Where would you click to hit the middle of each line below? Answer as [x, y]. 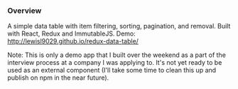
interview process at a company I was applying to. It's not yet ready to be [115, 63]
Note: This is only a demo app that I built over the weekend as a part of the [117, 55]
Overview [25, 11]
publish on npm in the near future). [58, 78]
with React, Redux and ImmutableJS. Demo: [72, 33]
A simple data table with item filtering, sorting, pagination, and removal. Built [119, 26]
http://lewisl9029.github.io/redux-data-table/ [73, 41]
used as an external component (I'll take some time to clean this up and [112, 70]
